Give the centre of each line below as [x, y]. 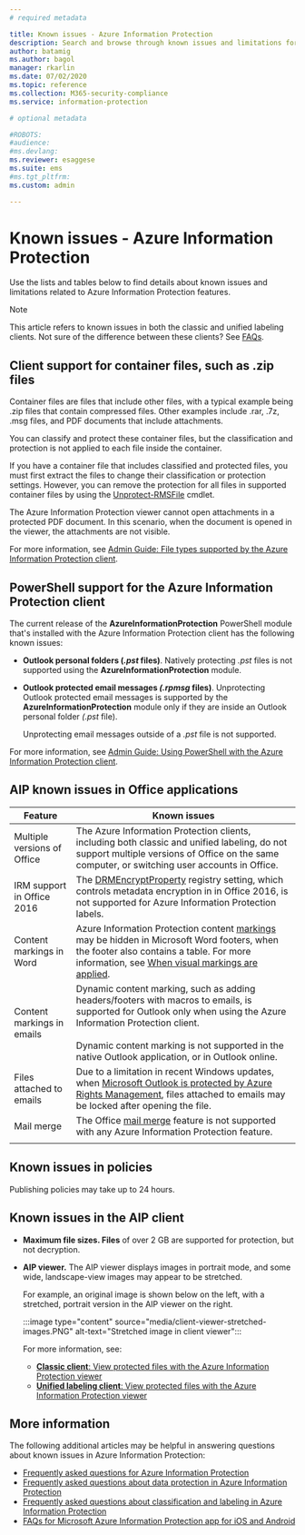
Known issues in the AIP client [97, 1218]
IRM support [40, 885]
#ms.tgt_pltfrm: [40, 177]
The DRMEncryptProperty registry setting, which [180, 879]
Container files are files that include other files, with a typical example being [151, 401]
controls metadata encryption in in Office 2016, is [182, 891]
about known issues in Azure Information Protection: [108, 1455]
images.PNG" [48, 1331]
